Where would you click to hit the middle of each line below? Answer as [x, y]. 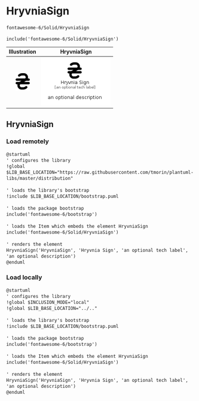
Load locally [24, 277]
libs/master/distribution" [40, 178]
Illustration [23, 52]
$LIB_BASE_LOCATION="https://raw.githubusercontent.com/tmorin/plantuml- [100, 172]
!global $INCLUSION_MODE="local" [48, 303]
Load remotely [28, 141]
